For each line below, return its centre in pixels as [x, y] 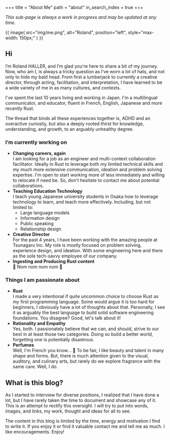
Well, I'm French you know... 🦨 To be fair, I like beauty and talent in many [88, 350]
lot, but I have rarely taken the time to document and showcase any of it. [81, 400]
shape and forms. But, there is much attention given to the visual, [81, 356]
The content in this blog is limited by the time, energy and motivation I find [83, 421]
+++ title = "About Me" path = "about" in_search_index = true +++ [74, 7]
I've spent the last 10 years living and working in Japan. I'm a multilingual [81, 97]
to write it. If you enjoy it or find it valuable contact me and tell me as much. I [85, 426]
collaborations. [28, 186]
